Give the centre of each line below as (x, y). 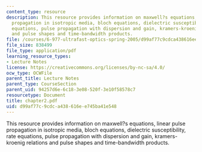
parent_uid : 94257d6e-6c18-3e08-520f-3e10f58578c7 (71, 90)
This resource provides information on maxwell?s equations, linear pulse (96, 123)
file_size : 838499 (29, 45)
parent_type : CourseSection (41, 84)
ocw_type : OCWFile (29, 73)
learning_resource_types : (38, 56)
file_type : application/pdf (41, 51)
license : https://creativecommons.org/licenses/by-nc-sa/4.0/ (86, 67)
